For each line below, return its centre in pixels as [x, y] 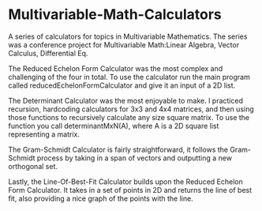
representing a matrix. [44, 134]
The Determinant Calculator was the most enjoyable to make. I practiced [125, 100]
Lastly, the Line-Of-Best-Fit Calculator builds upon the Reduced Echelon [125, 181]
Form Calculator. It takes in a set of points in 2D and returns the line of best [130, 190]
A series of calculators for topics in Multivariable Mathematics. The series [128, 36]
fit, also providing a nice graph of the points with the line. [101, 198]
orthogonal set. [33, 166]
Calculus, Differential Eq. [48, 53]
